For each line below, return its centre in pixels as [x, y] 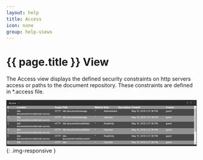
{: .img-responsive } [31, 150]
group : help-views [29, 32]
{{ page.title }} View [58, 62]
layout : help [23, 13]
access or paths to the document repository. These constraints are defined [100, 85]
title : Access [24, 19]
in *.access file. [25, 92]
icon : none [20, 25]
